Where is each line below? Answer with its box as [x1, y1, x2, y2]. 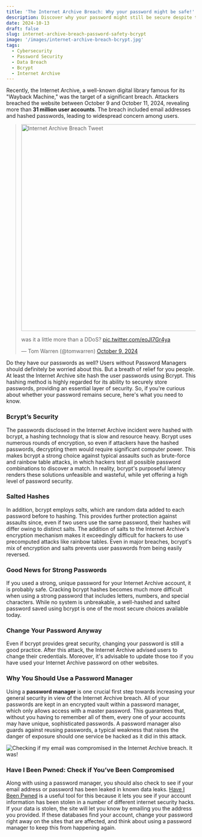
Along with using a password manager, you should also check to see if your [6, 779, 194, 786]
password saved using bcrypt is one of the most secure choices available [6, 605, 188, 612]
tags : [6, 43, 20, 49]
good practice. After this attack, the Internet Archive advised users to [6, 646, 178, 654]
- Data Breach [11, 59, 47, 65]
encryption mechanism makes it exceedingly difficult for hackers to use [6, 532, 183, 539]
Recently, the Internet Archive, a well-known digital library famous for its [6, 87, 185, 94]
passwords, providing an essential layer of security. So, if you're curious [6, 385, 185, 392]
